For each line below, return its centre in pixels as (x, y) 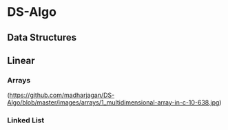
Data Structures (42, 37)
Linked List (26, 120)
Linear (21, 60)
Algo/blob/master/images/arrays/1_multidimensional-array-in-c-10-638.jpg (113, 102)
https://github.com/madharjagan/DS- (62, 95)
